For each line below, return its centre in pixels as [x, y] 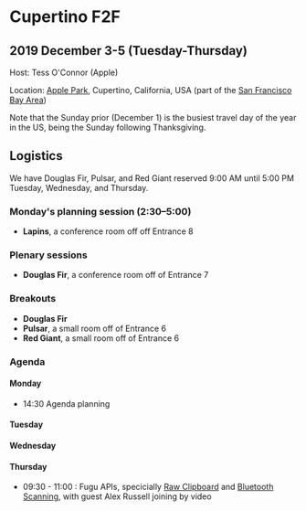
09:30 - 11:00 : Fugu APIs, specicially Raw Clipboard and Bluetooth [148, 487]
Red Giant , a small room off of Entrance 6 [101, 338]
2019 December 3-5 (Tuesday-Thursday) [129, 51]
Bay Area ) [28, 100]
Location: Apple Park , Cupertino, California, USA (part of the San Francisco [151, 90]
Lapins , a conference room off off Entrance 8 [108, 231]
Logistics [36, 156]
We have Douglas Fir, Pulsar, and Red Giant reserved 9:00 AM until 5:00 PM [152, 178]
